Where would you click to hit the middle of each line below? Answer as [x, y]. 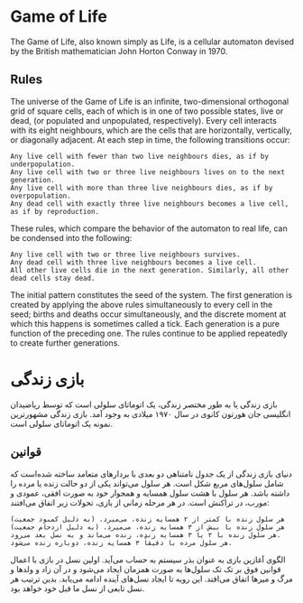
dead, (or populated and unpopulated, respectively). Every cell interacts [144, 120]
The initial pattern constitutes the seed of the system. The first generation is [151, 294]
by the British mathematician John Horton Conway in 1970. [119, 51]
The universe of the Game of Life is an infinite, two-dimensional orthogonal [150, 101]
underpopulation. [43, 164]
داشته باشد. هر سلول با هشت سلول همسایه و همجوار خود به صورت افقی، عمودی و [150, 493]
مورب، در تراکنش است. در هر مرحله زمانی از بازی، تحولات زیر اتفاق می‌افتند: [140, 502]
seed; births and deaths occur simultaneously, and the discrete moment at [148, 314]
